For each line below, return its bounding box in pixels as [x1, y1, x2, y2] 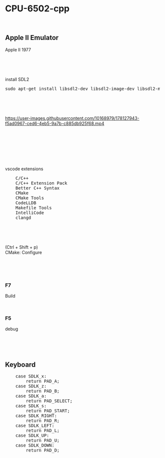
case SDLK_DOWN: [15, 443, 55, 448]
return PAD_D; [26, 448, 60, 453]
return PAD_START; [26, 408, 70, 414]
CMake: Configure [5, 249, 42, 255]
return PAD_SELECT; [26, 398, 73, 404]
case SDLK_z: [15, 383, 47, 389]
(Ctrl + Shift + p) [5, 244, 38, 250]
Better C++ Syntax [15, 185, 60, 191]
